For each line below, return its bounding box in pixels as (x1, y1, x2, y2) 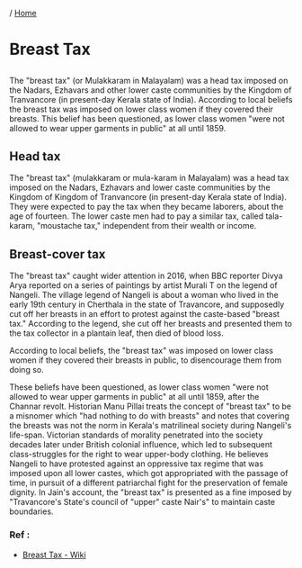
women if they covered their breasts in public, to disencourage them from (9, 355, 282, 365)
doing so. (9, 365, 44, 375)
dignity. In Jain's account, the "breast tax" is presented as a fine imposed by (9, 487, 292, 498)
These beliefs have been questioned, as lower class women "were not (9, 382, 270, 392)
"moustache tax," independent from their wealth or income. (36, 221, 257, 231)
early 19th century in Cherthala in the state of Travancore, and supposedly (9, 299, 285, 310)
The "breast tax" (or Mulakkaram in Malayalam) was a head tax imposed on (9, 75, 289, 86)
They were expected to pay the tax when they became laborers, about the (9, 202, 284, 212)
